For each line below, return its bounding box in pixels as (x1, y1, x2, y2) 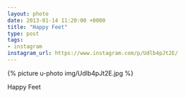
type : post (7, 30, 40, 37)
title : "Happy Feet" (7, 23, 68, 30)
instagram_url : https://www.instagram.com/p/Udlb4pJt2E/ (7, 50, 179, 57)
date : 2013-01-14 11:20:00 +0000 (7, 17, 106, 24)
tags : (7, 37, 23, 44)
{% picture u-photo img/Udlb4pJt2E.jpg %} (7, 68, 134, 78)
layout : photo (7, 10, 49, 18)
